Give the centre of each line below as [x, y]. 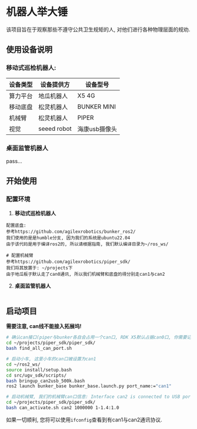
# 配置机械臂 [20, 255]
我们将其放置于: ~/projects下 [40, 268]
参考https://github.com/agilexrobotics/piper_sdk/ [68, 262]
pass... [14, 161]
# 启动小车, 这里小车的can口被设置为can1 [51, 359]
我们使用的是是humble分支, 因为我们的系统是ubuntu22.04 [68, 238]
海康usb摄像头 [97, 129]
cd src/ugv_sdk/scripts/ [36, 375]
